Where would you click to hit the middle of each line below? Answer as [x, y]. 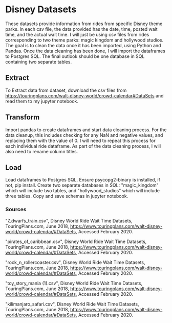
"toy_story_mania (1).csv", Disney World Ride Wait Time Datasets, [74, 283]
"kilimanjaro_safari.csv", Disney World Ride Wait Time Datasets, [72, 304]
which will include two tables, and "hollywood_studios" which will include [83, 191]
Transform [23, 117]
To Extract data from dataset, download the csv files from [66, 90]
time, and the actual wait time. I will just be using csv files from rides [77, 34]
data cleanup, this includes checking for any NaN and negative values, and [84, 135]
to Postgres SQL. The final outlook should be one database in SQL [75, 56]
